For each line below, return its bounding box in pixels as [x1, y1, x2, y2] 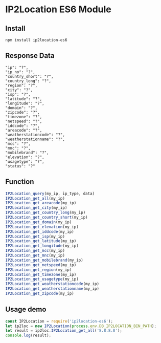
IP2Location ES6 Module [5, 4, 111, 15]
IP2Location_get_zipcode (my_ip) [5, 291, 74, 296]
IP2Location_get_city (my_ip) [5, 205, 67, 210]
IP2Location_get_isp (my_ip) [5, 234, 65, 239]
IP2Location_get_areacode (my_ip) [5, 201, 77, 206]
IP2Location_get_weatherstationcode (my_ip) [5, 282, 100, 287]
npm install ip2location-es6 [5, 37, 67, 42]
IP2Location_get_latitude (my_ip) [5, 239, 77, 244]
